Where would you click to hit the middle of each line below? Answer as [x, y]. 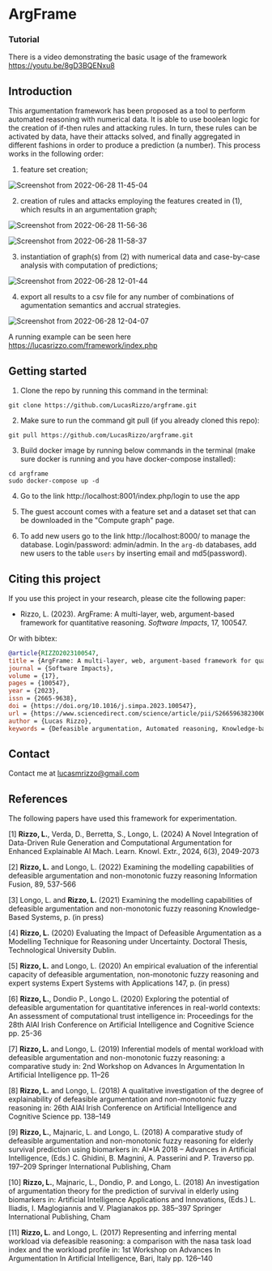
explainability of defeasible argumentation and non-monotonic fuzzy [123, 1099]
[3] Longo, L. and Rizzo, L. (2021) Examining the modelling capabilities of [130, 900]
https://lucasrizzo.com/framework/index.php [83, 346]
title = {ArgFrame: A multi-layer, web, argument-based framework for [130, 661]
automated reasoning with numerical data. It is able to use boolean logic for [134, 119]
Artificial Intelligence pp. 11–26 [59, 1075]
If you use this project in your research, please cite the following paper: [127, 598]
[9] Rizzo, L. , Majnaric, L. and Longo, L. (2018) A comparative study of [125, 1132]
